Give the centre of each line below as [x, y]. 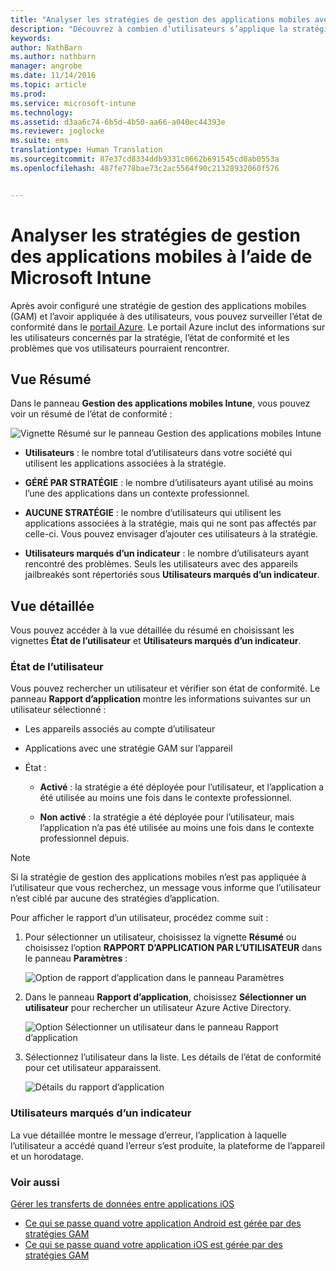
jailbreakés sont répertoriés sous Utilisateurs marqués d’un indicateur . [172, 575]
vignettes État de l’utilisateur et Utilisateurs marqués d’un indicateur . [156, 641]
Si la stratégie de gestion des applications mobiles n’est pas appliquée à [158, 877]
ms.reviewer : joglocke [57, 131]
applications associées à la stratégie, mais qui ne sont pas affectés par [170, 523]
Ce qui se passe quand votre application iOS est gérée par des [153, 1245]
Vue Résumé [51, 379]
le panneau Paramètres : [76, 958]
